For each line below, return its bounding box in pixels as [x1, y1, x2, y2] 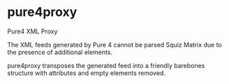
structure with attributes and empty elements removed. [7, 69, 166, 77]
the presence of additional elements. [7, 48, 113, 56]
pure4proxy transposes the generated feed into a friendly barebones [7, 61, 205, 69]
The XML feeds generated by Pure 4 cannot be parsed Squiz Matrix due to [7, 40, 222, 49]
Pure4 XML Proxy [7, 27, 58, 35]
